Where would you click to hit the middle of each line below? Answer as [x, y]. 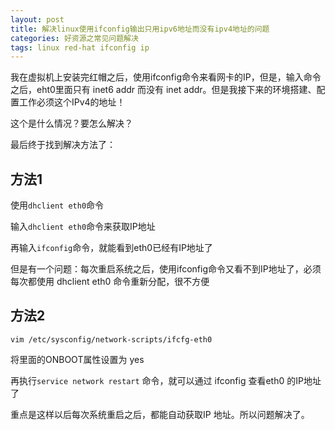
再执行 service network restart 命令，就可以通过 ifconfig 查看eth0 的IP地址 [166, 380]
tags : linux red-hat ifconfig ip [80, 47]
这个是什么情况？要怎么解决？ [71, 123]
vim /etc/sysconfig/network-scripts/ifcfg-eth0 [111, 339]
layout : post [37, 19]
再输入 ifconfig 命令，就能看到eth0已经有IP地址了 [111, 248]
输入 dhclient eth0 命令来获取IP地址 [83, 227]
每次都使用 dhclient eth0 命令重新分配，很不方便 [110, 282]
